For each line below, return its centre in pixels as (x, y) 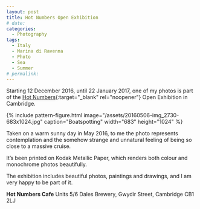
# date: (16, 23)
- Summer (23, 68)
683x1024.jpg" (25, 122)
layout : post (23, 12)
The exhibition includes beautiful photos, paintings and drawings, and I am (99, 176)
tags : (13, 40)
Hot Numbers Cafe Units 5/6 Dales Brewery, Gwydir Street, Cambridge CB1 (100, 195)
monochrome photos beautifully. (47, 164)
